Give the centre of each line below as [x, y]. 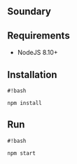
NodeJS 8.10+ [37, 53]
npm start [22, 153]
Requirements [38, 36]
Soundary [29, 12]
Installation [32, 74]
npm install [24, 103]
